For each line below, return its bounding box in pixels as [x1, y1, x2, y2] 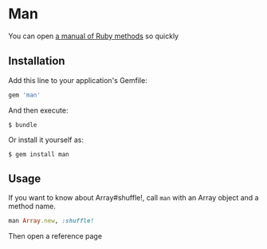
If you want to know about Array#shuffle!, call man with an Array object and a [8, 193, 259, 203]
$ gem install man [8, 150, 69, 158]
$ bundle [8, 121, 37, 128]
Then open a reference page [8, 231, 102, 241]
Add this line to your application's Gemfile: [8, 75, 147, 85]
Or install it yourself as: [8, 135, 84, 144]
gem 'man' [8, 91, 41, 99]
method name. [8, 201, 56, 211]
